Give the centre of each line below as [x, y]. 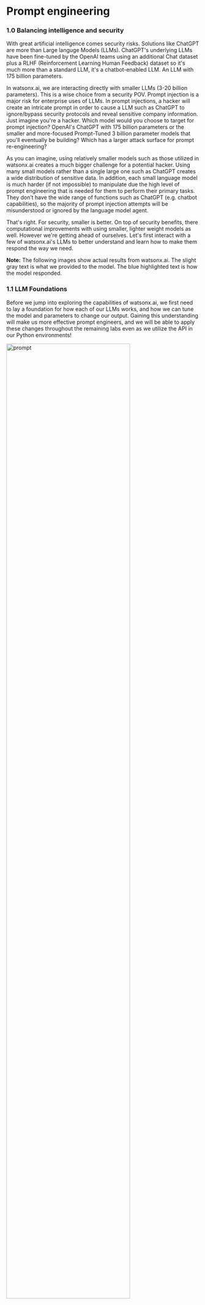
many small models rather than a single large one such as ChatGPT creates [101, 171]
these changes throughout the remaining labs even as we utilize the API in [99, 328]
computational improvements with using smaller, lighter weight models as [99, 229]
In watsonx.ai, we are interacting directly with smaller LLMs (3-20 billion [97, 88]
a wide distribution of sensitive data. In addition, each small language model [102, 178]
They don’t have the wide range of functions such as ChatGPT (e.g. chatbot [102, 198]
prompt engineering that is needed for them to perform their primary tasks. [101, 191]
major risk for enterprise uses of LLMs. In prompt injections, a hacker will [99, 101]
